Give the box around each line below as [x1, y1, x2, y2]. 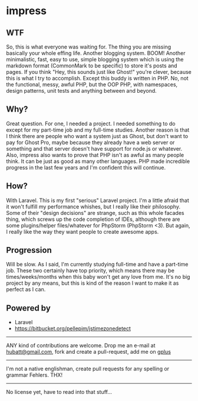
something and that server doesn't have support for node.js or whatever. [6, 145, 183, 152]
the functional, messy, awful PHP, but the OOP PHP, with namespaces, [6, 81, 178, 88]
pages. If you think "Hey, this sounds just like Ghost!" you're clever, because [6, 69, 192, 75]
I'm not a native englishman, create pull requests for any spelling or [6, 365, 170, 373]
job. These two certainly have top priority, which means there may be [6, 267, 175, 274]
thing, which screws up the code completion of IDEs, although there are [6, 216, 180, 223]
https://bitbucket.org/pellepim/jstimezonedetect [14, 325, 131, 332]
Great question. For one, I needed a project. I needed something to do [6, 120, 176, 127]
